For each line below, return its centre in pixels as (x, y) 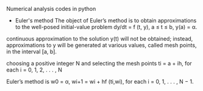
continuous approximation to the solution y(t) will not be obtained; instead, (100, 39)
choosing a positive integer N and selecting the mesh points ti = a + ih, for (99, 63)
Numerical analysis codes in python (51, 9)
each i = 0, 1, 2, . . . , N (34, 70)
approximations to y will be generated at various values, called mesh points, (101, 45)
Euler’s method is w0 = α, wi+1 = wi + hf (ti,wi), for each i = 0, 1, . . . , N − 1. (100, 82)
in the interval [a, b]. (31, 52)
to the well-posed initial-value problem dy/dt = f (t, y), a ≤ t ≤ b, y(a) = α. (106, 27)
